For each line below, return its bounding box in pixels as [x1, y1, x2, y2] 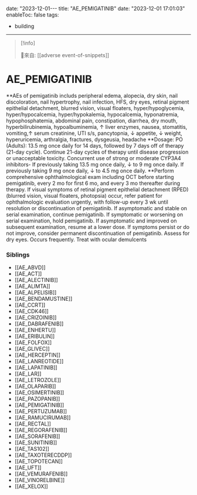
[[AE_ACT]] [14, 270, 42, 277]
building [14, 23, 35, 29]
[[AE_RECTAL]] [14, 420, 52, 427]
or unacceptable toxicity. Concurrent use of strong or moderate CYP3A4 [6, 154, 182, 161]
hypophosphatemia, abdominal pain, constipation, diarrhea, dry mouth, [6, 117, 178, 124]
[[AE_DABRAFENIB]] [14, 320, 64, 327]
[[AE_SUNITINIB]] [14, 439, 57, 446]
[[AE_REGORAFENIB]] [14, 427, 67, 434]
